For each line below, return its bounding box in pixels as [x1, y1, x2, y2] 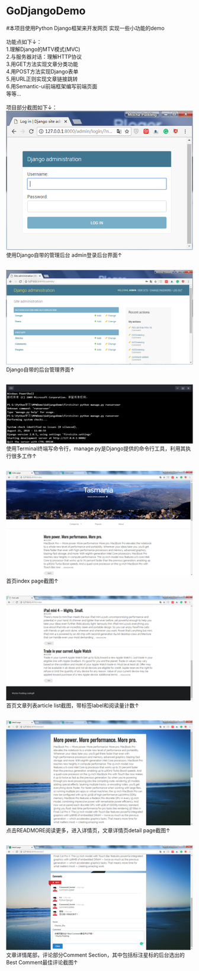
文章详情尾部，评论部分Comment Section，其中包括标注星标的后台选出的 [6, 951, 185, 959]
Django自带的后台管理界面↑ [6, 366, 75, 373]
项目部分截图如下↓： [6, 104, 57, 111]
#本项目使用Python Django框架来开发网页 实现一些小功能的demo [6, 24, 165, 31]
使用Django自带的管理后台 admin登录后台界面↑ [6, 251, 123, 259]
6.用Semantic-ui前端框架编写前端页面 [6, 82, 98, 90]
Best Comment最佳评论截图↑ [6, 959, 78, 966]
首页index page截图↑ [6, 577, 59, 584]
